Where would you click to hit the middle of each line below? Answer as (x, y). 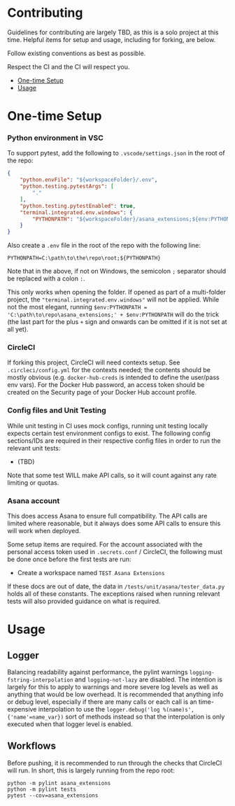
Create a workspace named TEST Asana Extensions (91, 573)
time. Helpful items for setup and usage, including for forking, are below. (112, 39)
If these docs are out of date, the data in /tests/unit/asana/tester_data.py (116, 586)
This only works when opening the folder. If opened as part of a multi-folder (116, 292)
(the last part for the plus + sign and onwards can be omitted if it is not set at (117, 322)
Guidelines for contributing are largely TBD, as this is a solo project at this (113, 32)
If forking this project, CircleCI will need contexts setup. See (94, 362)
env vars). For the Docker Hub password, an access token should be (106, 385)
